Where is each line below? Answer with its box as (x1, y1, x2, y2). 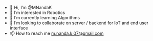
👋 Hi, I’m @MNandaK (9, 5, 52, 10)
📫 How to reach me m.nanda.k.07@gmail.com (9, 30, 104, 36)
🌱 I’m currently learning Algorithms (9, 15, 80, 20)
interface (9, 25, 28, 31)
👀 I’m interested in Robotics (9, 10, 65, 15)
